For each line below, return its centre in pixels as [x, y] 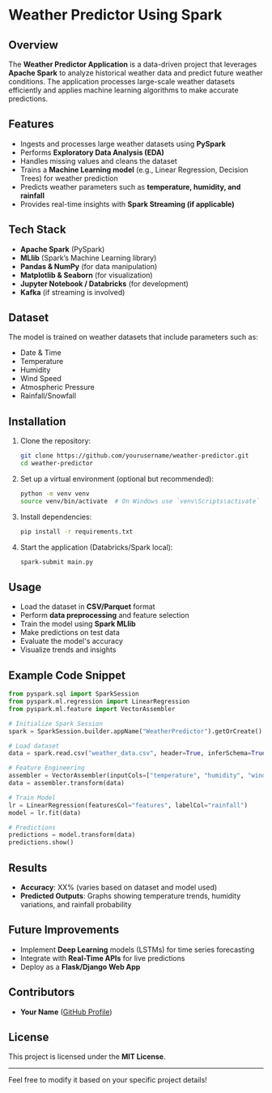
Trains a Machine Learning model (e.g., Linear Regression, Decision [134, 169]
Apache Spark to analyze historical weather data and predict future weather [136, 73]
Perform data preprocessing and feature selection [104, 615]
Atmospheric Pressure [57, 388]
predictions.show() [41, 842]
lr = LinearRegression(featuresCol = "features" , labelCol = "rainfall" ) [128, 805]
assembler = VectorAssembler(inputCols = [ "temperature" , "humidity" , [126, 776]
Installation [37, 421]
